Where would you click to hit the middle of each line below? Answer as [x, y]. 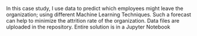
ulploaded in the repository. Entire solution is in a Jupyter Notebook [88, 27]
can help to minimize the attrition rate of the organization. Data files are [93, 21]
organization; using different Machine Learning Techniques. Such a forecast [98, 15]
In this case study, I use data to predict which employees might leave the [95, 8]
